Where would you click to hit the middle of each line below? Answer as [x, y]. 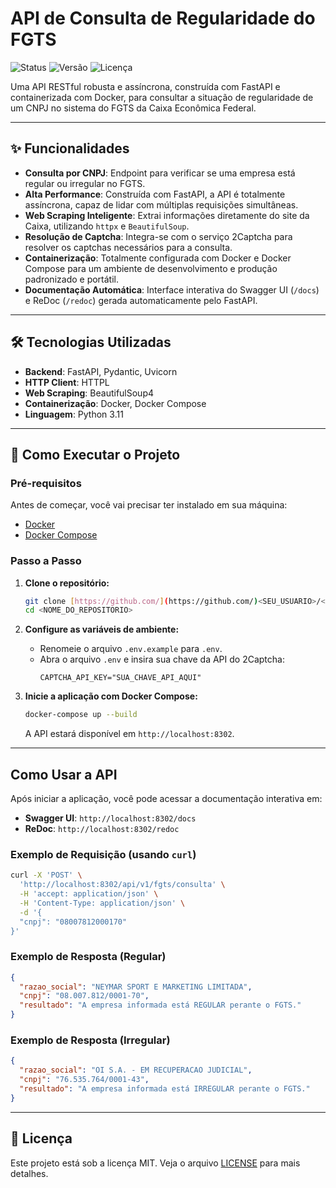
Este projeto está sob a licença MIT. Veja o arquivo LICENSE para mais [155, 1163]
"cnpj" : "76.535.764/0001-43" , [84, 1080]
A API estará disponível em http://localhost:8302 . [129, 734]
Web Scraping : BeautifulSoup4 [89, 393]
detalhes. [29, 1173]
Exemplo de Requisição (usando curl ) [103, 854]
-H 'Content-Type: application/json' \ [102, 903]
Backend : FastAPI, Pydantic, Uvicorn [101, 371]
